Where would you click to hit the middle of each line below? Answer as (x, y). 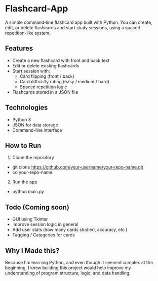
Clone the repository (33, 158)
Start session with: (31, 71)
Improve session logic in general (45, 225)
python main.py (28, 192)
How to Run (23, 145)
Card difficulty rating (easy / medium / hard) (64, 81)
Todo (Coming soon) (37, 207)
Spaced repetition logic (43, 87)
